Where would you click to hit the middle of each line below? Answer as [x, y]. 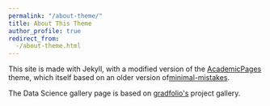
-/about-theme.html [49, 46]
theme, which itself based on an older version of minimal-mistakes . [119, 78]
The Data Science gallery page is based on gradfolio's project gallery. [124, 93]
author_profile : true [45, 31]
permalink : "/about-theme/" [56, 16]
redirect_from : [34, 38]
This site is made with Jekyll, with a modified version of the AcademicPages [135, 69]
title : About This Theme [50, 23]
